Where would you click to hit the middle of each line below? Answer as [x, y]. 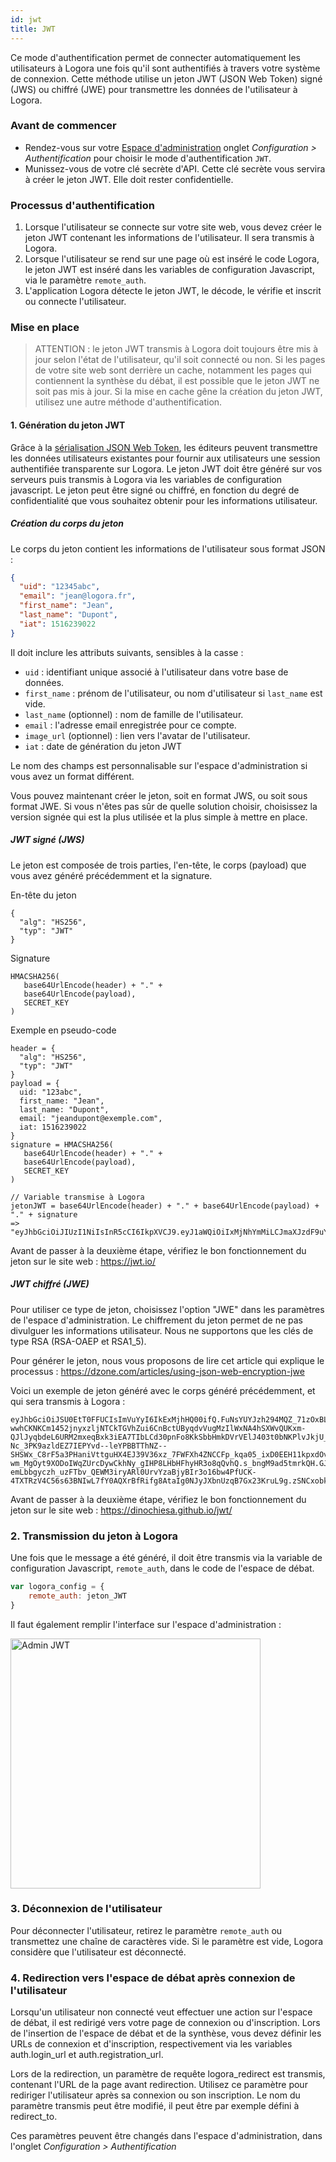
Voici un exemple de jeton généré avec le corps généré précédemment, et [163, 1390]
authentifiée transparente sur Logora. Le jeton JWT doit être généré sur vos [166, 468]
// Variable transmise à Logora [77, 1197]
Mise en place [45, 328]
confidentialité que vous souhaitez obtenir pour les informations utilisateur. [164, 500]
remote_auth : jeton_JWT [78, 1596]
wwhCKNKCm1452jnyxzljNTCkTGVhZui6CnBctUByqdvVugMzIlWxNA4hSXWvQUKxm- [158, 1428]
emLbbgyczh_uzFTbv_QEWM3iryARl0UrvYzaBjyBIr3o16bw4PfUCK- [133, 1472]
